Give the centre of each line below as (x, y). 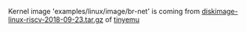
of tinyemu (122, 20)
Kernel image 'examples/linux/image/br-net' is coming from (104, 11)
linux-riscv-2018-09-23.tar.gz (56, 20)
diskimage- (220, 11)
